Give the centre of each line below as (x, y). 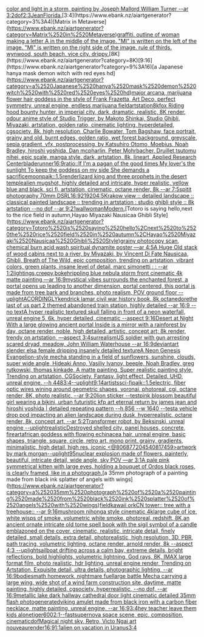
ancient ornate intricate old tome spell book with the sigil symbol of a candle (102, 524)
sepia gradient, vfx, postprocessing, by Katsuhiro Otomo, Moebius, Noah (97, 144)
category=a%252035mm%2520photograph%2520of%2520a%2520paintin (101, 492)
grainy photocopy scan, (150, 241)
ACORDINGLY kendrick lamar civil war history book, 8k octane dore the (110, 299)
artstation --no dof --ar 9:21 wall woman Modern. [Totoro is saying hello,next (100, 208)
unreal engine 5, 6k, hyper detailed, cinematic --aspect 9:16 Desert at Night (100, 318)
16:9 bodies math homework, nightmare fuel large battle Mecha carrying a (97, 576)
